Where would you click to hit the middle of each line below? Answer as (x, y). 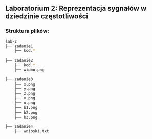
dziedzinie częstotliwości (47, 17)
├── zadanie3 (19, 79)
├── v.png (25, 98)
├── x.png (25, 84)
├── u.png (25, 103)
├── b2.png (26, 112)
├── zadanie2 (19, 61)
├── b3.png (26, 117)
